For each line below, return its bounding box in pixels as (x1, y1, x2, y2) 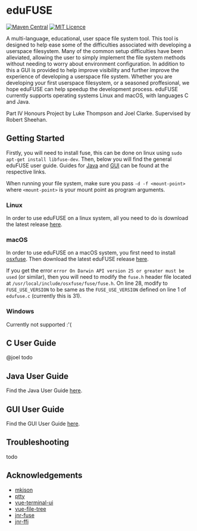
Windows (6, 308, 35, 316)
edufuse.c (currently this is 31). (6, 293, 82, 300)
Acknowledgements (6, 470, 83, 480)
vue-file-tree (14, 505, 46, 513)
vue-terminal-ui (14, 499, 54, 506)
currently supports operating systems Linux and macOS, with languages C (6, 92, 189, 99)
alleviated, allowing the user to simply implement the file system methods (6, 54, 186, 61)
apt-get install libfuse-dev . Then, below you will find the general (6, 156, 172, 163)
